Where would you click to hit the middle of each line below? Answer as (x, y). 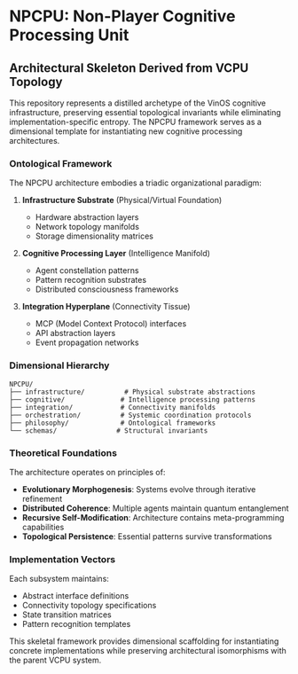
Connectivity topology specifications (89, 606)
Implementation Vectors (63, 559)
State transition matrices (67, 615)
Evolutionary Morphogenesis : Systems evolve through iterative (139, 489)
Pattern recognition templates (76, 624)
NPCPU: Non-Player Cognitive (122, 16)
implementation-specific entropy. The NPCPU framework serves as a (135, 122)
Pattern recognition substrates (91, 280)
